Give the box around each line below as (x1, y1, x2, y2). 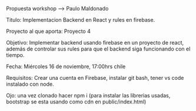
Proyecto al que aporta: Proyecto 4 (6, 28, 91, 35)
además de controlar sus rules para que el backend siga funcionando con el (6, 45, 191, 52)
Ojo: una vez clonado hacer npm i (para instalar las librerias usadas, (6, 92, 171, 99)
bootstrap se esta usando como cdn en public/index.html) (6, 98, 147, 105)
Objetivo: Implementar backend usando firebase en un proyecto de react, (6, 39, 184, 46)
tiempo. (6, 52, 25, 58)
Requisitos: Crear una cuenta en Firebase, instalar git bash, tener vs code (6, 75, 184, 81)
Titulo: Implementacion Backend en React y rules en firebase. (6, 16, 155, 23)
